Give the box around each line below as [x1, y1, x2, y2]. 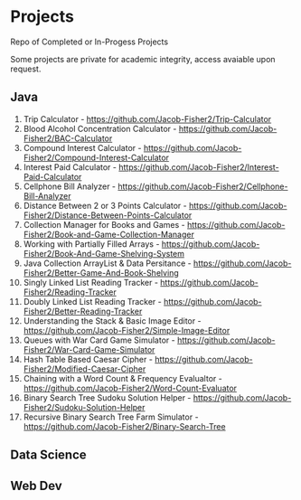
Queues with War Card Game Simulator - [23, 335, 175, 345]
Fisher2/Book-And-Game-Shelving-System [23, 248, 184, 259]
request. [10, 63, 42, 74]
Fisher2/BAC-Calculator [23, 133, 113, 144]
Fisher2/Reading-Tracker [23, 287, 117, 297]
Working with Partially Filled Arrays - [23, 238, 160, 250]
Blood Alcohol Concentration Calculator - [23, 123, 177, 134]
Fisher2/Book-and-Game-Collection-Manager [23, 229, 195, 240]
